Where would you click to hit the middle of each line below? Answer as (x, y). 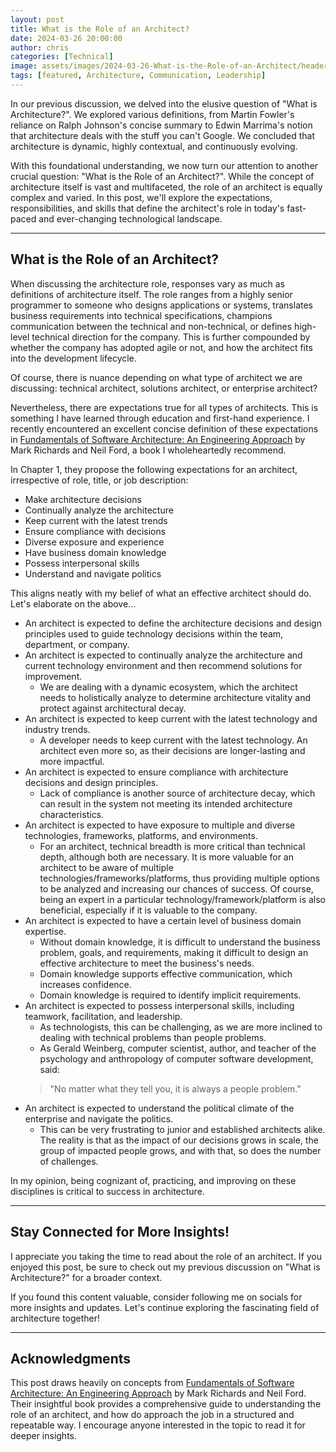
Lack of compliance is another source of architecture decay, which (177, 793)
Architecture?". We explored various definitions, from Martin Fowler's (152, 114)
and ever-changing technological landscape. (130, 218)
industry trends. (57, 729)
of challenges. (69, 1161)
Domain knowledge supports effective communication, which (166, 973)
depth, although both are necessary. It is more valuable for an (166, 857)
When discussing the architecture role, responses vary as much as (147, 283)
